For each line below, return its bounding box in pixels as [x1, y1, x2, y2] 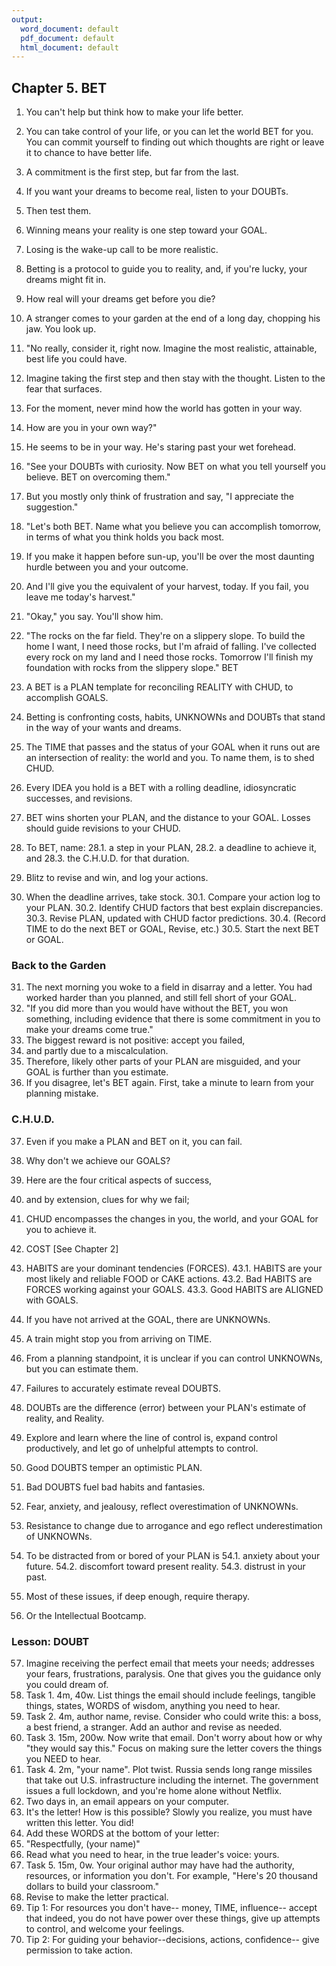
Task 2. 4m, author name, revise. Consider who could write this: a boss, [25, 1710, 322, 1722]
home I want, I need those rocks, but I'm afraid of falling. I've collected [25, 641, 317, 653]
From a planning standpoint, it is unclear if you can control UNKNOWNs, [25, 1352, 323, 1364]
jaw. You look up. [25, 323, 97, 335]
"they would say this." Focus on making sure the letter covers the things [25, 1742, 323, 1754]
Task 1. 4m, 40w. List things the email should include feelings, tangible [25, 1689, 316, 1701]
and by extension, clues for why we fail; [25, 1193, 190, 1205]
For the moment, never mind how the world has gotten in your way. [25, 402, 303, 415]
